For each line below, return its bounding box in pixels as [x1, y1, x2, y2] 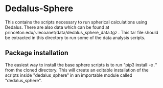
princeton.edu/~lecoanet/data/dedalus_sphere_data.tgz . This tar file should [5, 29, 159, 35]
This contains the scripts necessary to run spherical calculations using [5, 19, 148, 25]
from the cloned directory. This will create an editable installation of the [5, 67, 149, 73]
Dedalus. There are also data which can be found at [5, 24, 110, 30]
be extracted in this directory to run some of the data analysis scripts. [5, 35, 145, 41]
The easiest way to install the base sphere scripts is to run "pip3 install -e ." [5, 62, 158, 67]
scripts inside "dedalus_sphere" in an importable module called [5, 72, 133, 78]
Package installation [5, 49, 69, 57]
